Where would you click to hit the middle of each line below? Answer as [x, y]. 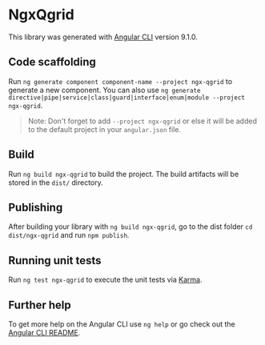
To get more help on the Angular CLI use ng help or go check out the [122, 324]
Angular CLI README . [44, 333]
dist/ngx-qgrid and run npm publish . [69, 235]
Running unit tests [55, 261]
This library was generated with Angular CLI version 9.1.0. [103, 37]
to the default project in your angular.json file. [104, 129]
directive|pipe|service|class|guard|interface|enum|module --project [127, 98]
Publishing [36, 207]
